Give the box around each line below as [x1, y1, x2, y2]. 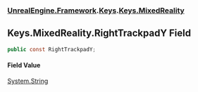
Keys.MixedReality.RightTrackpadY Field [7, 27, 192, 39]
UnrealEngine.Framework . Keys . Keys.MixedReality [7, 6, 185, 15]
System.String [7, 77, 49, 85]
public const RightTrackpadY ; [7, 46, 97, 53]
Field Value [7, 61, 41, 70]
